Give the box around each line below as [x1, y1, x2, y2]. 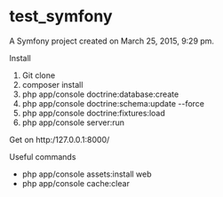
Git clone [21, 69, 56, 81]
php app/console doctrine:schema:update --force [21, 98, 205, 108]
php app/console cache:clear [21, 177, 131, 188]
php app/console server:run [21, 117, 125, 128]
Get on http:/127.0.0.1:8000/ [9, 134, 110, 145]
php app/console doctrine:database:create [21, 89, 179, 99]
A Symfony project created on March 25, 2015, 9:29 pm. [9, 35, 215, 46]
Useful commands [9, 151, 76, 162]
